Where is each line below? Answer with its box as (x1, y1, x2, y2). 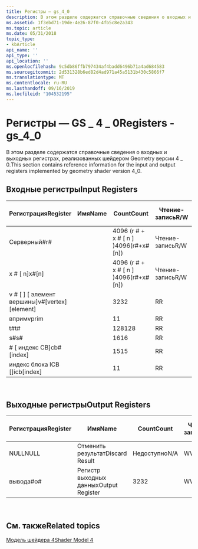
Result (77, 457, 95, 465)
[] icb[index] (9, 367, 42, 375)
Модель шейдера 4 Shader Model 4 (6, 537, 94, 544)
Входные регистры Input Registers (6, 184, 138, 195)
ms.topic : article (6, 25, 51, 31)
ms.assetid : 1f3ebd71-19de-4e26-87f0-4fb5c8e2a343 (6, 19, 133, 25)
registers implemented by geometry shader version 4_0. (6, 167, 143, 174)
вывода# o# (9, 478, 42, 486)
